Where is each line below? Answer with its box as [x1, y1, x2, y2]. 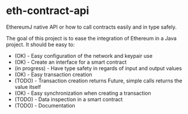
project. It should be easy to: [6, 41, 75, 48]
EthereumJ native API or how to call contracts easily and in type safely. [6, 23, 177, 30]
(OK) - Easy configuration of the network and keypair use [14, 52, 153, 59]
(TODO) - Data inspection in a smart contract [14, 95, 123, 103]
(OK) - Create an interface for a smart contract [14, 58, 127, 65]
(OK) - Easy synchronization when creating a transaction [14, 89, 151, 96]
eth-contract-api [6, 4, 89, 18]
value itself [14, 83, 41, 90]
